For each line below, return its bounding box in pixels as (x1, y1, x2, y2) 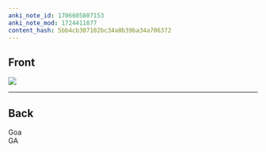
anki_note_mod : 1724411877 (8, 19, 97, 27)
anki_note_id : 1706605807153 (8, 11, 104, 20)
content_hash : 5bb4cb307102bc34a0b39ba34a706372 (8, 26, 172, 34)
